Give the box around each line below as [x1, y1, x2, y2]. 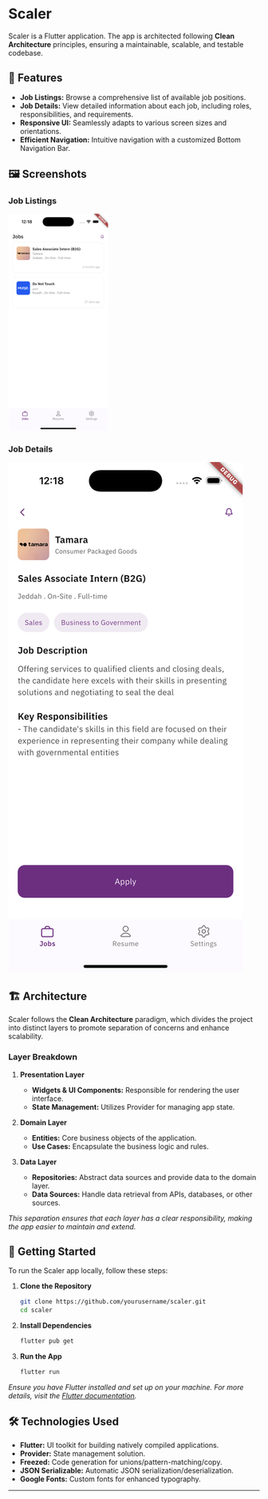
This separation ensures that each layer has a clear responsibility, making [8, 1213, 253, 1223]
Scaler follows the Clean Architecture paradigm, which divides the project [8, 1015, 254, 1024]
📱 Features [8, 71, 63, 85]
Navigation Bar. [19, 143, 70, 152]
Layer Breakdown [8, 1051, 78, 1063]
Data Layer [19, 1157, 57, 1166]
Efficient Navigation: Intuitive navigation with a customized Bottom [19, 135, 242, 144]
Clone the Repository [19, 1281, 92, 1291]
